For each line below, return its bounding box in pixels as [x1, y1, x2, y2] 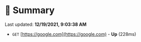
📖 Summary [5, 5, 55, 16]
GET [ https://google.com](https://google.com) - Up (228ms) [12, 31, 136, 37]
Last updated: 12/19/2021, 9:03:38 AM [5, 21, 87, 27]
